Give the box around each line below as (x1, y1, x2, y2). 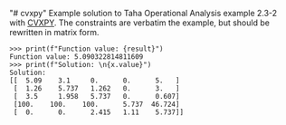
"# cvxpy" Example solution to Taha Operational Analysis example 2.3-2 (9, 8, 278, 18)
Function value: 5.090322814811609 (9, 53, 144, 62)
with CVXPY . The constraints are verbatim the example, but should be (9, 17, 270, 28)
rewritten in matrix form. (9, 27, 100, 37)
